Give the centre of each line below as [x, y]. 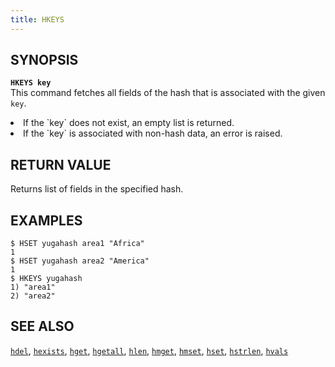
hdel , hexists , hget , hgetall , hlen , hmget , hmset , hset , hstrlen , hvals [149, 350]
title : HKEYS [37, 19]
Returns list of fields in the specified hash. [97, 189]
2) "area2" [33, 296]
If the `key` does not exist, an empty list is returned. [129, 123]
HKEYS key [31, 83]
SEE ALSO [42, 326]
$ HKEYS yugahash [46, 279]
